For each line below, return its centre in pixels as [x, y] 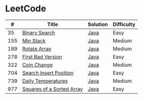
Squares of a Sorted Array [53, 89]
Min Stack [34, 41]
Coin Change [37, 65]
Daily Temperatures [45, 81]
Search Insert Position [48, 73]
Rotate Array [37, 49]
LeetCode [26, 9]
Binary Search [39, 33]
